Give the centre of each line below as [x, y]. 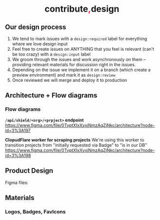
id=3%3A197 [18, 130]
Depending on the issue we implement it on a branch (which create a [81, 70]
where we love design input [40, 44]
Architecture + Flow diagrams [51, 95]
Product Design [29, 171]
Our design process [36, 27]
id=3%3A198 [18, 155]
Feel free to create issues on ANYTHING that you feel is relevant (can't [83, 49]
